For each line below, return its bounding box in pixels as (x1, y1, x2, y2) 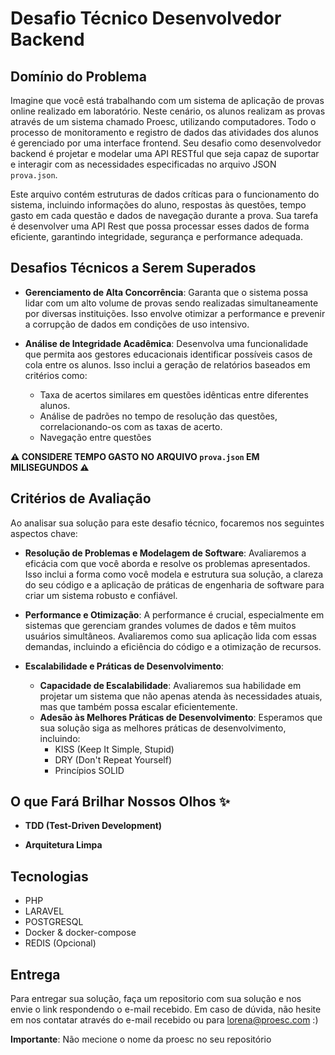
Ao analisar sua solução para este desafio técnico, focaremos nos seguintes (10, 517, 325, 529)
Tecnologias (10, 868, 89, 885)
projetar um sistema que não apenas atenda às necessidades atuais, (39, 690, 323, 702)
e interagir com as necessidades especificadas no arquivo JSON (10, 158, 277, 170)
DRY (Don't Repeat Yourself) (54, 753, 173, 766)
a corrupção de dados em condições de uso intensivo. (24, 318, 250, 330)
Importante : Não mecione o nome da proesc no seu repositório (10, 1033, 272, 1046)
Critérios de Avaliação (10, 490, 152, 507)
